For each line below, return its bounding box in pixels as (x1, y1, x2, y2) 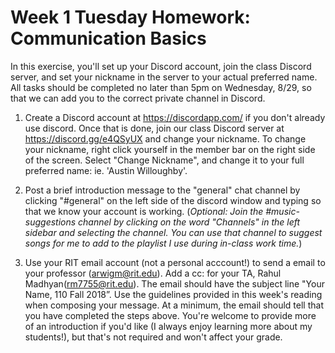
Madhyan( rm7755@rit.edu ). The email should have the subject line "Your (24, 277, 325, 290)
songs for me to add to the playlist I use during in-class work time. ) (24, 237, 303, 249)
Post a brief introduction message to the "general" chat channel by (24, 184, 301, 196)
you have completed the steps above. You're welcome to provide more (24, 309, 317, 321)
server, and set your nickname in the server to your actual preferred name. (10, 71, 318, 83)
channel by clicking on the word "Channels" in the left (78, 216, 301, 228)
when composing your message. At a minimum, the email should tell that (24, 299, 324, 311)
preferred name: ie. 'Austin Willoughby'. (24, 164, 188, 176)
